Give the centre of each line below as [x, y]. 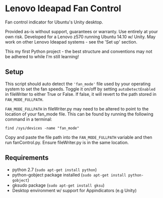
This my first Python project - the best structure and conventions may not [79, 51]
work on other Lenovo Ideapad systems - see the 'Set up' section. [71, 42]
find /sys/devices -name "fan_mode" [42, 128]
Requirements [27, 158]
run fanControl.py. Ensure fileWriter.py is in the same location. [67, 142]
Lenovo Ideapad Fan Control [63, 9]
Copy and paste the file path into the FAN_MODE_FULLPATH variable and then [79, 137]
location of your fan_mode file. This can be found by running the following [79, 114]
